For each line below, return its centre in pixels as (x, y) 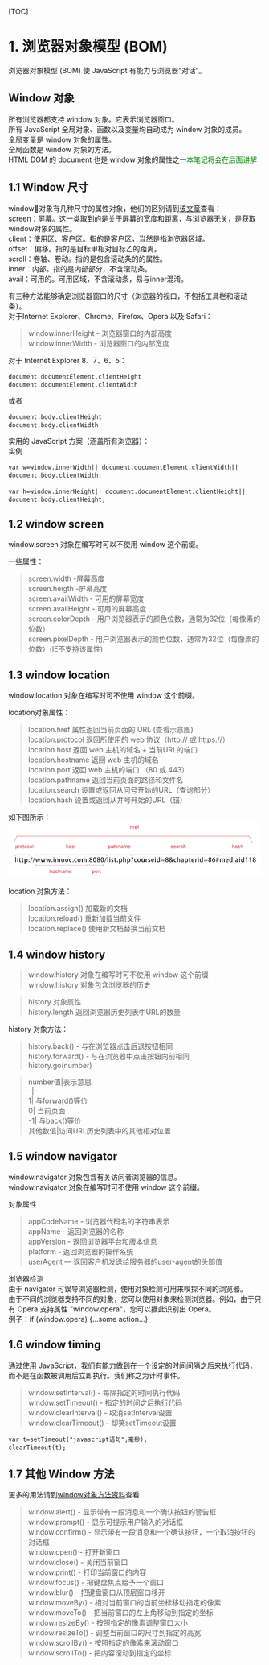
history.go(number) (60, 1065)
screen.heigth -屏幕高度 (67, 589)
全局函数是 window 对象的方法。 (62, 149)
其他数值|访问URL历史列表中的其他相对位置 (99, 1130)
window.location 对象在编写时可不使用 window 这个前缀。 (104, 695)
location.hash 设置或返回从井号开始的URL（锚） (107, 800)
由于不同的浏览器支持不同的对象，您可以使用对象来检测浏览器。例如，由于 (131, 1298)
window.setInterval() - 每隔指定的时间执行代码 (104, 1392)
